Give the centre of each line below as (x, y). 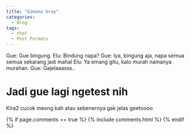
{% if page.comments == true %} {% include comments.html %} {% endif (95, 119)
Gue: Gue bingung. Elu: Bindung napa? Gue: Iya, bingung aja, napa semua (95, 56)
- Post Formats (30, 39)
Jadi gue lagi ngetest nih (67, 92)
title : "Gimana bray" (33, 11)
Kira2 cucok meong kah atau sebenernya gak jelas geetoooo (79, 108)
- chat (19, 33)
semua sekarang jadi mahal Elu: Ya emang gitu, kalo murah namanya (89, 62)
